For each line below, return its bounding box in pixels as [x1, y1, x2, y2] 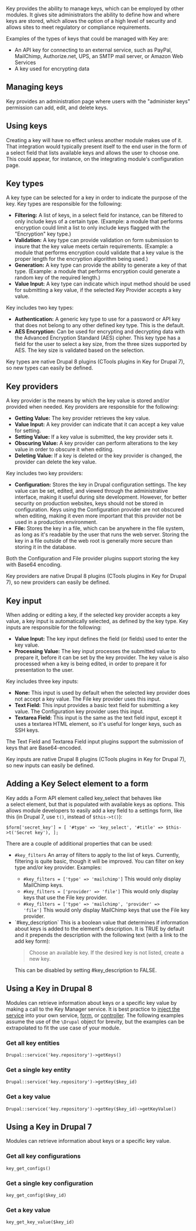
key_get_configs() [6, 1165, 51, 1171]
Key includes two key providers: [6, 470, 83, 477]
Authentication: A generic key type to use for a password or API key [14, 315, 181, 322]
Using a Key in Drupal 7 [6, 1122, 92, 1132]
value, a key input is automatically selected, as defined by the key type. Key [6, 618, 188, 625]
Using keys [6, 121, 48, 131]
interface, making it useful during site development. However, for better [14, 493, 187, 501]
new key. [29, 955, 51, 962]
